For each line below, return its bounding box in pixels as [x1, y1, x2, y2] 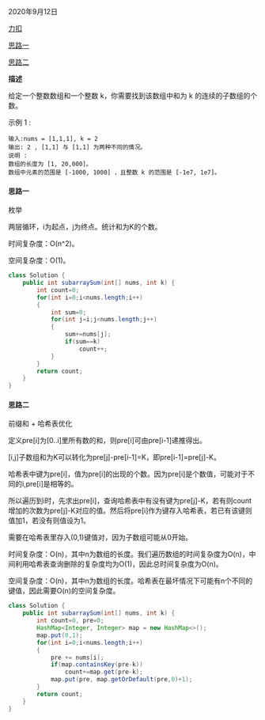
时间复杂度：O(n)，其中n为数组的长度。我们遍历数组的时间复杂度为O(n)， [8, 549, 249, 559]
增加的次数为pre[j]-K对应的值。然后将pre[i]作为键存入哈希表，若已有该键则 [8, 506, 252, 516]
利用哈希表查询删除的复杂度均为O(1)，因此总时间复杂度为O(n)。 [14, 559, 223, 569]
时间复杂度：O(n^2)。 [8, 239, 79, 248]
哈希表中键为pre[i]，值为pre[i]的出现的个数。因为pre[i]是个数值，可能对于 [8, 469, 248, 479]
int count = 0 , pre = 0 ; [36, 616, 104, 625]
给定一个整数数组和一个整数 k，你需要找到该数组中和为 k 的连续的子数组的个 [8, 91, 258, 100]
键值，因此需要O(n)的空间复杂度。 [8, 586, 120, 596]
